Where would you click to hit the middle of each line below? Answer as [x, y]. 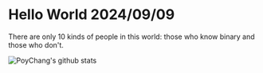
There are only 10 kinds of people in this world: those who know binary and [131, 36]
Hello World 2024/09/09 [92, 15]
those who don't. [36, 44]
